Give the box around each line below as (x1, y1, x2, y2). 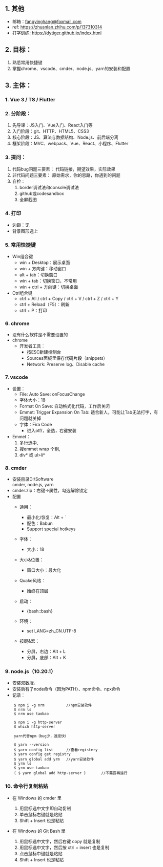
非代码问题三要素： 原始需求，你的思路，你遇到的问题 (12, 172, 121, 178)
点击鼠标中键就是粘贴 (19, 850, 62, 856)
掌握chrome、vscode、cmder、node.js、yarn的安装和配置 (12, 65, 131, 71)
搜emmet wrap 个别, (19, 446, 61, 452)
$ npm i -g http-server (14, 720, 62, 725)
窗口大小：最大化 (26, 567, 61, 573)
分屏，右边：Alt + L (26, 649, 66, 654)
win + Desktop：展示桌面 (19, 260, 70, 265)
